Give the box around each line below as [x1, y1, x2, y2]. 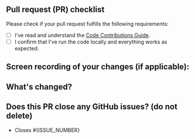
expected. [14, 45, 39, 52]
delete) [6, 111, 33, 121]
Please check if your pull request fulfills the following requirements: [6, 20, 169, 27]
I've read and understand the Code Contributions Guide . [14, 32, 150, 39]
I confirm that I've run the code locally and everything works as [14, 38, 167, 45]
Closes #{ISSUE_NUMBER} [14, 126, 80, 134]
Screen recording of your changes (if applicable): [6, 62, 190, 72]
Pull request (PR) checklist [6, 5, 105, 15]
